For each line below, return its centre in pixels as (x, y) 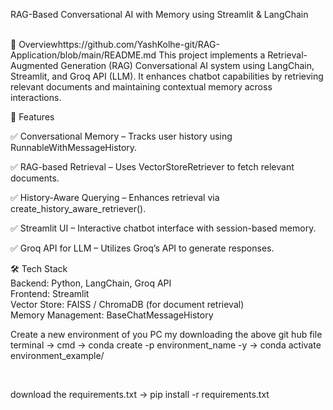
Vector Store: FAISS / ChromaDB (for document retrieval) (127, 304)
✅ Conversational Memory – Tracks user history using (121, 136)
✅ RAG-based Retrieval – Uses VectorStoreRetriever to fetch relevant (152, 167)
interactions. (36, 97)
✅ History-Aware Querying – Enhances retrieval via (115, 197)
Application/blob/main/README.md (83, 55)
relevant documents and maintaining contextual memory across (141, 87)
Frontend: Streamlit (50, 293)
